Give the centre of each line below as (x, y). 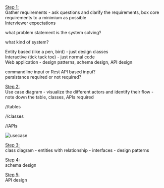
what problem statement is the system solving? (53, 32)
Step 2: (12, 87)
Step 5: (12, 175)
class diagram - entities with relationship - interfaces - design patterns (77, 150)
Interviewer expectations (30, 23)
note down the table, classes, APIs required (50, 97)
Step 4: (13, 160)
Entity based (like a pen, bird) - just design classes (57, 52)
